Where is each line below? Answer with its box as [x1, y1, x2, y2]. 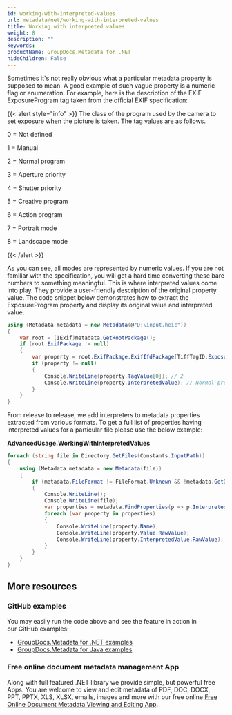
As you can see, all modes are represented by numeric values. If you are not [7, 264, 224, 272]
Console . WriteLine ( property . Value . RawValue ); [56, 529, 190, 536]
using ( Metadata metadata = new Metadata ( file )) [19, 465, 162, 472]
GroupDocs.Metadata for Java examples [17, 645, 133, 654]
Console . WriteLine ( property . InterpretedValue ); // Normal [43, 379, 215, 386]
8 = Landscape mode [7, 237, 68, 245]
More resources [7, 581, 77, 593]
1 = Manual [7, 143, 39, 152]
